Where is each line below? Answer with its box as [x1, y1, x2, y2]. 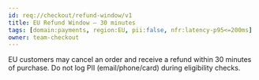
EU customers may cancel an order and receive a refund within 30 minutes [8, 55, 252, 64]
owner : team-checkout [8, 33, 80, 42]
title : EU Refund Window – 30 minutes [8, 19, 136, 27]
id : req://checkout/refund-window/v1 [8, 11, 133, 20]
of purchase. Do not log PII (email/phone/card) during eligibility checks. [8, 64, 241, 73]
